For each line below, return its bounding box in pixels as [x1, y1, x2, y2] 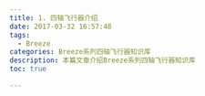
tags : [9, 30, 30, 39]
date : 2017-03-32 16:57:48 [9, 22, 112, 31]
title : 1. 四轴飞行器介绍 [9, 13, 98, 23]
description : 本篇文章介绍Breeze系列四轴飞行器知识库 [9, 56, 196, 65]
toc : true [9, 65, 47, 74]
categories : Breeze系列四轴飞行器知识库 [9, 48, 151, 57]
